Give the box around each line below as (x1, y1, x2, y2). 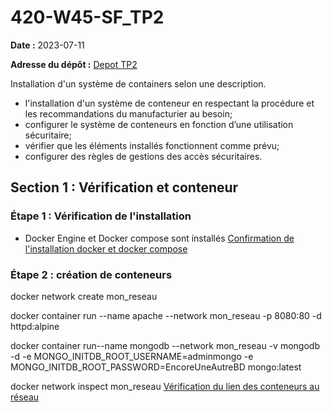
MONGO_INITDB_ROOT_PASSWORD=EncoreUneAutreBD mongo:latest (10, 361, 302, 373)
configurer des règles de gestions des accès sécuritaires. (24, 150, 263, 162)
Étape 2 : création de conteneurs (10, 267, 173, 281)
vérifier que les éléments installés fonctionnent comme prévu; (24, 139, 280, 151)
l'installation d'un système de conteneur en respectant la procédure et (24, 97, 315, 109)
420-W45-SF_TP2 (10, 6, 165, 29)
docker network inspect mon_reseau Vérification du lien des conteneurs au (10, 380, 320, 392)
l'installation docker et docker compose (24, 242, 188, 255)
